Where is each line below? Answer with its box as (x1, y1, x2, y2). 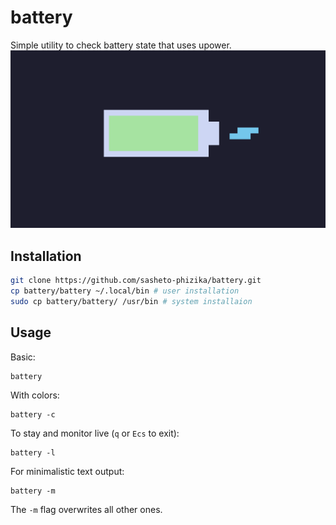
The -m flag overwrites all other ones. (10, 503, 163, 515)
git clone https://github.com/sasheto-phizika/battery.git (10, 276, 262, 286)
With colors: (10, 389, 60, 401)
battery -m (10, 486, 56, 496)
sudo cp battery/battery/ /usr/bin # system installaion (10, 296, 253, 306)
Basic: (10, 351, 36, 363)
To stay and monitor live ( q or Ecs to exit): (10, 427, 180, 439)
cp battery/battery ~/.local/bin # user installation (10, 286, 240, 296)
